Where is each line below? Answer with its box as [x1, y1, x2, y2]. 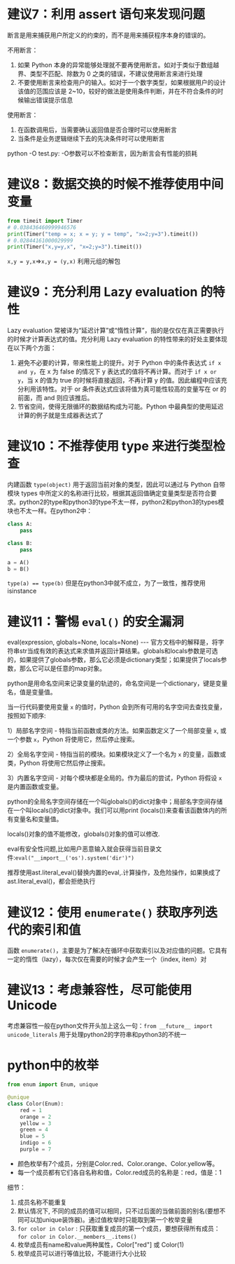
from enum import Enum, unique [7, 1081, 99, 1088]
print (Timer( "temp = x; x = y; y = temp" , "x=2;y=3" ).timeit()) [7, 231, 199, 238]
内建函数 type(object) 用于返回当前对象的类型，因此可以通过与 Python [7, 481, 212, 489]
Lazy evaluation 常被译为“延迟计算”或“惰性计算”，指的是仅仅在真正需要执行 [7, 327, 225, 335]
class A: [7, 521, 33, 528]
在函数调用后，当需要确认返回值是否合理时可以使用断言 [17, 125, 177, 134]
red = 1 [20, 1106, 42, 1114]
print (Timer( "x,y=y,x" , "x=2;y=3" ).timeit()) [7, 243, 142, 251]
